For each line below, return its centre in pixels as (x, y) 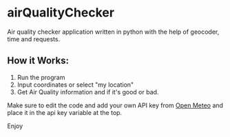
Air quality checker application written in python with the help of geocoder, (113, 32)
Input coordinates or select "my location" (75, 85)
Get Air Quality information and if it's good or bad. (88, 92)
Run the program (41, 77)
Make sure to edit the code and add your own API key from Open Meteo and (115, 105)
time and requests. (34, 39)
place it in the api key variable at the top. (65, 112)
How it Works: (38, 61)
